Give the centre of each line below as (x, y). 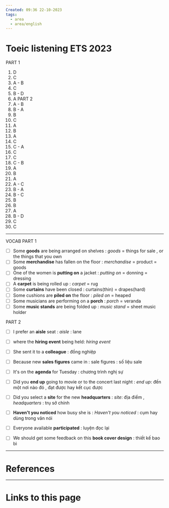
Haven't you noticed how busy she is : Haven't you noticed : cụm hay (85, 413)
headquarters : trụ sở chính (41, 403)
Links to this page (43, 498)
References (30, 469)
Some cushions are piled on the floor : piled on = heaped (72, 295)
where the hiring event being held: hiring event (62, 342)
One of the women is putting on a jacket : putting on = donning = (80, 273)
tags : (11, 15)
